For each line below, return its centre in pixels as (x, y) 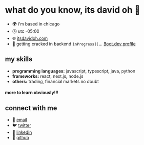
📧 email (20, 120)
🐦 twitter (21, 125)
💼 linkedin (22, 132)
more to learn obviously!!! (32, 93)
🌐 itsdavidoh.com (30, 38)
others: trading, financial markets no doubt (55, 81)
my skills (19, 59)
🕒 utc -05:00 (26, 31)
